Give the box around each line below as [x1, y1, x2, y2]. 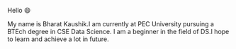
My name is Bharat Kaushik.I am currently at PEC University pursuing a [7, 20, 215, 28]
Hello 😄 [7, 6, 31, 14]
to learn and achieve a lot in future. [7, 35, 110, 43]
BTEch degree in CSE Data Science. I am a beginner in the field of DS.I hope [7, 28, 230, 36]
